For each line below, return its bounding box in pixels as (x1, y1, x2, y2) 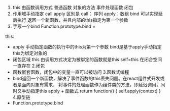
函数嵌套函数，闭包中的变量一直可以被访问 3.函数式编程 (12, 69, 129, 75)
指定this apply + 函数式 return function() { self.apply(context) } (30, 88, 161, 94)
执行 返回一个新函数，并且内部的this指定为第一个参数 (17, 17, 128, 23)
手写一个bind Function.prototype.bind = (12, 23, 95, 29)
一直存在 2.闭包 (12, 63, 45, 69)
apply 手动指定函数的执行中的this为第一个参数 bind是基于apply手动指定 (12, 44, 162, 49)
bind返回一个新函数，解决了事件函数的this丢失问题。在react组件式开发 (12, 75, 161, 81)
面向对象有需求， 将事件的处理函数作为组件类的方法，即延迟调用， (21, 82, 161, 87)
